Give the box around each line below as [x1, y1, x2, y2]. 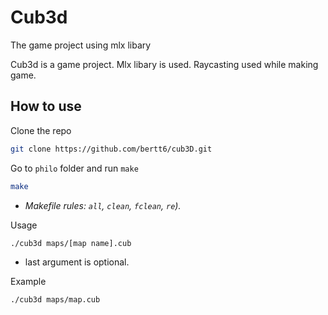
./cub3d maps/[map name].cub [10, 238, 132, 248]
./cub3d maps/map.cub [10, 295, 101, 305]
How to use [10, 98, 82, 115]
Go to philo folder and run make [10, 162, 139, 174]
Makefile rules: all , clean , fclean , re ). [24, 199, 182, 211]
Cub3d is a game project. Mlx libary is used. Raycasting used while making [10, 58, 319, 70]
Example [10, 276, 47, 288]
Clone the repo [10, 124, 72, 136]
